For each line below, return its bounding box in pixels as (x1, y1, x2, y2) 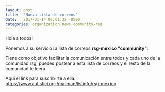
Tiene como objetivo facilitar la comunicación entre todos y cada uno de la (5, 55, 160, 61)
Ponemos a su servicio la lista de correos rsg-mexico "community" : (5, 45, 148, 51)
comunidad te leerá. (5, 66, 47, 72)
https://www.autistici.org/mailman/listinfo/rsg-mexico (5, 81, 117, 87)
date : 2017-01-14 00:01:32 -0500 (5, 17, 80, 22)
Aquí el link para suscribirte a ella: (5, 75, 76, 81)
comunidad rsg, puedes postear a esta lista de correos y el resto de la (5, 60, 151, 66)
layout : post (5, 7, 33, 13)
